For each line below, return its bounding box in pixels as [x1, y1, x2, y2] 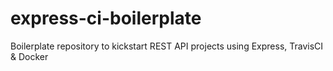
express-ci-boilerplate [10, 7, 202, 30]
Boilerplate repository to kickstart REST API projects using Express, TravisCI [10, 40, 324, 52]
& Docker [10, 50, 49, 62]
